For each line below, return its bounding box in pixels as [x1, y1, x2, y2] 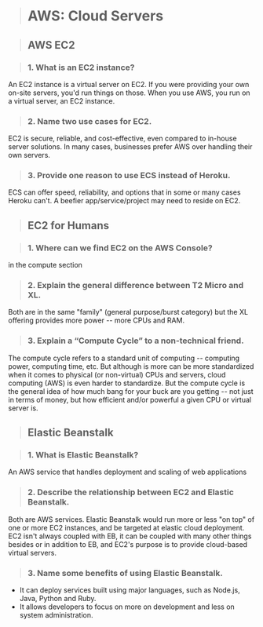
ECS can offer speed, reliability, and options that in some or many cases [8, 188, 241, 197]
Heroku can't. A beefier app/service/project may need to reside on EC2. [8, 196, 241, 206]
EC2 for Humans [27, 219, 110, 232]
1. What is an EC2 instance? [27, 62, 135, 73]
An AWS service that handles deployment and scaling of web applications [8, 467, 247, 477]
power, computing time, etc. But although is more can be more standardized [8, 361, 254, 371]
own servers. [8, 151, 51, 160]
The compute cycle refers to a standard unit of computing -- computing [8, 353, 240, 363]
